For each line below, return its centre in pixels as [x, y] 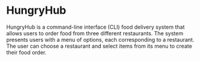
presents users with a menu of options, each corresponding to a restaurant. [100, 39]
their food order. [27, 52]
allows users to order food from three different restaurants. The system [95, 33]
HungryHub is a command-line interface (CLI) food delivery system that [96, 27]
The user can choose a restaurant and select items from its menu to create [99, 46]
